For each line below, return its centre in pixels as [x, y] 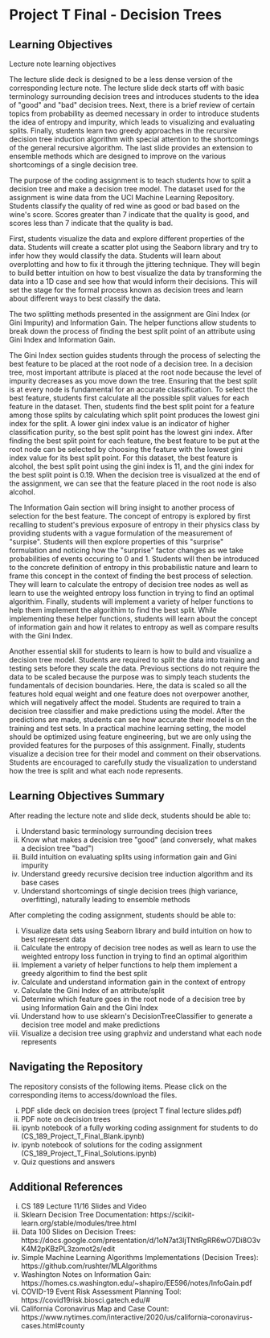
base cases [40, 882]
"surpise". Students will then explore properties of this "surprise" [117, 542]
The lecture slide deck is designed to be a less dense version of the [121, 79]
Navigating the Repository [76, 1067]
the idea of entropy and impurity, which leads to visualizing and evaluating [132, 122]
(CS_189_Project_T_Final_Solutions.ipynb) [89, 1153]
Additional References [66, 1187]
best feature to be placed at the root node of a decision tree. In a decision [131, 364]
